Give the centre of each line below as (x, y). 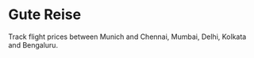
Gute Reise (45, 15)
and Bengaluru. (33, 44)
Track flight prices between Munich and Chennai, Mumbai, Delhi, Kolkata (127, 37)
